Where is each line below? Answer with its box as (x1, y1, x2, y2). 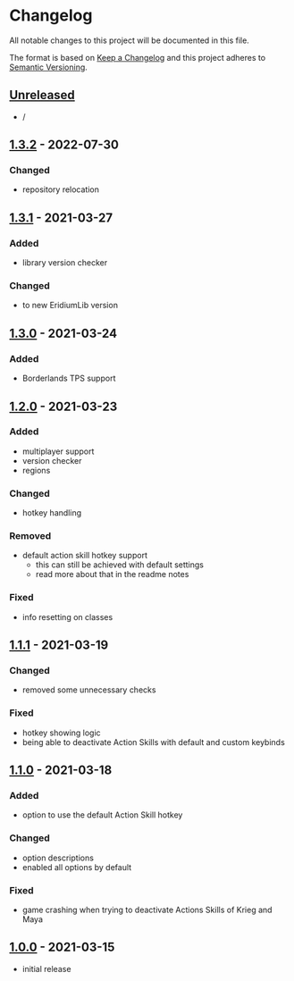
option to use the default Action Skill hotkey (21, 809, 183, 820)
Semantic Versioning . (9, 62, 88, 72)
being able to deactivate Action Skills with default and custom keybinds (21, 736, 286, 747)
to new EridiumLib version (21, 300, 119, 311)
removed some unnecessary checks (21, 684, 156, 695)
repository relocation (21, 184, 100, 195)
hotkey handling (21, 507, 82, 518)
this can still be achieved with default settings (35, 559, 204, 570)
